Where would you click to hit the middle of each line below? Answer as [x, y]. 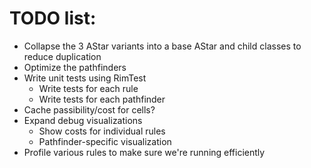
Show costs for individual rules [102, 131]
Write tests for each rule [88, 88]
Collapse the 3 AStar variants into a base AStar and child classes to [162, 46]
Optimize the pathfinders [75, 67]
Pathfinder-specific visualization [105, 141]
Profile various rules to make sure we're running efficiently [144, 152]
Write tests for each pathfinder [102, 99]
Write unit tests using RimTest [85, 78]
